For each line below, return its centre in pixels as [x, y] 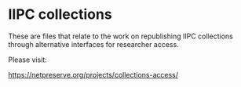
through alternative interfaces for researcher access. [93, 44]
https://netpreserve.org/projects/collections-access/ [93, 74]
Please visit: [27, 60]
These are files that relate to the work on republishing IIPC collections [120, 36]
